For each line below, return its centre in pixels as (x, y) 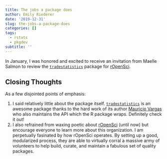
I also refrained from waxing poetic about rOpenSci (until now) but (80, 125)
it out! (18, 120)
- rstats (19, 38)
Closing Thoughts (34, 82)
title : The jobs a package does (39, 10)
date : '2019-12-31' (25, 19)
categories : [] (21, 28)
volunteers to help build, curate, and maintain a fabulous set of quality (84, 146)
